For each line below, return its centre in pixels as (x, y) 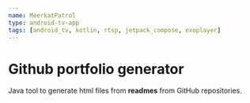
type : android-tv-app (44, 23)
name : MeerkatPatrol (42, 15)
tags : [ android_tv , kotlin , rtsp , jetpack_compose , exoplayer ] (115, 30)
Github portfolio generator (96, 69)
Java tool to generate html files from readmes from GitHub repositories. (125, 90)
